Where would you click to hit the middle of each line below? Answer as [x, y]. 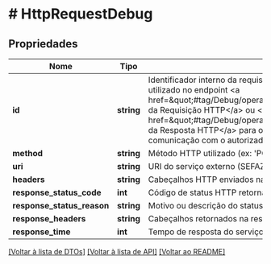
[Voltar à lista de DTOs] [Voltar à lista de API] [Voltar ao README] [117, 252]
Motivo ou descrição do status [206, 206]
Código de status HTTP [192, 192]
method [27, 153]
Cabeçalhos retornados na [198, 219]
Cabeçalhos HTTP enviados [201, 179]
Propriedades [43, 44]
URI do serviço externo [192, 166]
